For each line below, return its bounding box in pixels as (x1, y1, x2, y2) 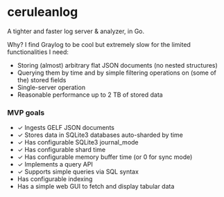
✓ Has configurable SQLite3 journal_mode (17, 138, 139, 147)
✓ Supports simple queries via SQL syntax (17, 167, 139, 176)
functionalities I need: (7, 48, 69, 56)
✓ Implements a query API (17, 160, 94, 169)
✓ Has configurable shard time (17, 146, 106, 154)
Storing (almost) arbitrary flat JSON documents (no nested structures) (17, 61, 218, 69)
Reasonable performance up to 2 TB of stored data (17, 91, 163, 99)
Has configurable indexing (17, 175, 93, 183)
